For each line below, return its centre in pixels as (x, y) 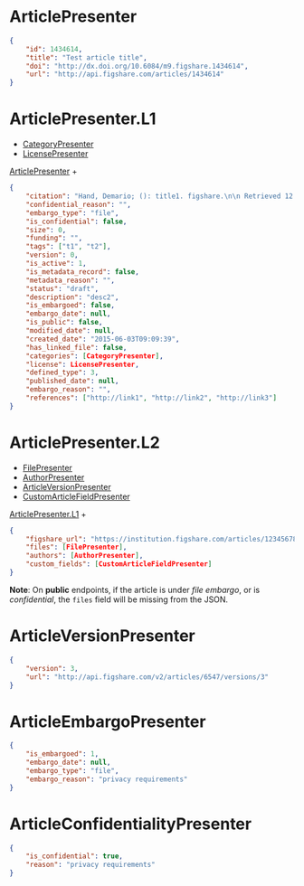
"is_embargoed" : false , (71, 306)
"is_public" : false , (64, 323)
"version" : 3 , (52, 668)
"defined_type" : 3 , (62, 372)
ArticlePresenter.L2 (85, 443)
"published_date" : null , (72, 382)
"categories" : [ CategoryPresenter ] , (95, 356)
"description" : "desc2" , (72, 297)
